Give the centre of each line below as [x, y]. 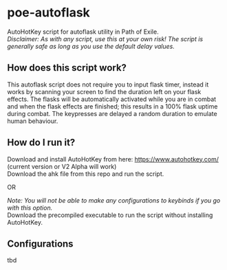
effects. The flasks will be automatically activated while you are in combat [112, 99]
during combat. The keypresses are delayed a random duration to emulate [112, 113]
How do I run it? [41, 143]
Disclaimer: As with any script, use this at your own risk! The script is [105, 38]
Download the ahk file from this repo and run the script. [86, 174]
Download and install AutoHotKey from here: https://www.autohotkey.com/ [113, 159]
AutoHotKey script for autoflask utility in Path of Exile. [83, 32]
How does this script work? [67, 68]
